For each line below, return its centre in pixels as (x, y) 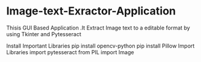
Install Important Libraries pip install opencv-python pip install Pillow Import (101, 46)
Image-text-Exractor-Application (91, 11)
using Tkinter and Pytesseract (44, 34)
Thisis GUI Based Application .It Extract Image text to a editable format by (98, 28)
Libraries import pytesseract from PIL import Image (70, 52)
